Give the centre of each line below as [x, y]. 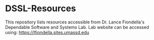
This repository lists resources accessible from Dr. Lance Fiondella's [75, 22]
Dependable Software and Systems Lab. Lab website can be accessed [77, 27]
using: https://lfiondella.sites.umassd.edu [47, 32]
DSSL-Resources [41, 9]
